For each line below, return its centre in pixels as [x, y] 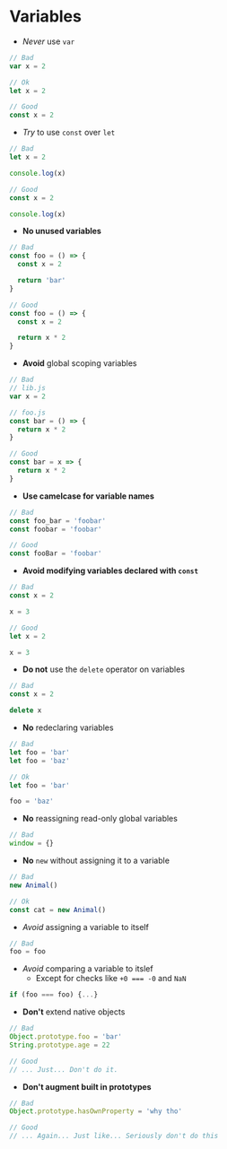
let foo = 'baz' [39, 761]
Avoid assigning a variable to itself [86, 927]
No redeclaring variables [68, 727]
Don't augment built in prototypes [87, 1086]
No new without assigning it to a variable [96, 861]
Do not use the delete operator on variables [104, 669]
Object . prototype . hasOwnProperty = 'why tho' [96, 1111]
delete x [26, 710]
